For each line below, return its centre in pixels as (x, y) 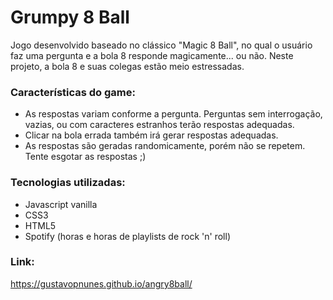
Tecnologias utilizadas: (68, 183)
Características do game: (73, 92)
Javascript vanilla (61, 204)
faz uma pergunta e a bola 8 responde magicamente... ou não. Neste (152, 55)
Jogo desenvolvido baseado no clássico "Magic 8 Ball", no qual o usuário (161, 45)
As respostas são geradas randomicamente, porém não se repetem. (165, 146)
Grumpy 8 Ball (70, 17)
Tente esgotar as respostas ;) (85, 157)
